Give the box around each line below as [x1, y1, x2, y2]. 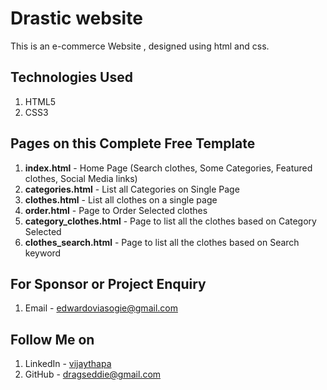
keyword [24, 247, 62, 259]
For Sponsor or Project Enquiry [10, 275, 207, 292]
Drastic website [10, 7, 143, 30]
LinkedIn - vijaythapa [24, 358, 112, 370]
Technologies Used [10, 69, 133, 86]
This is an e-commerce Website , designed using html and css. [10, 40, 270, 52]
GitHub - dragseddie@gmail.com [24, 368, 162, 381]
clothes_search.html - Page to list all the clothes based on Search [24, 236, 300, 248]
